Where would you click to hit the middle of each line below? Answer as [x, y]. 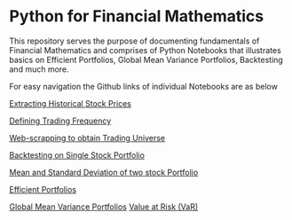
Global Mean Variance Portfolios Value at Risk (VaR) [104, 207]
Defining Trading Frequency [60, 121]
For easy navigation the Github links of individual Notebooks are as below [143, 86]
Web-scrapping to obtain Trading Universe [87, 137]
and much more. [39, 69]
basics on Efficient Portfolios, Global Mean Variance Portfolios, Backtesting [146, 59]
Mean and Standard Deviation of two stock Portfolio [104, 172]
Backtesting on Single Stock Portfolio [77, 155]
